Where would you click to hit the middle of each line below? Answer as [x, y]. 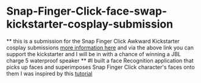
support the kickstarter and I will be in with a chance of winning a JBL [94, 54]
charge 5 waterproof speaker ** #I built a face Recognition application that [100, 60]
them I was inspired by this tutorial [49, 73]
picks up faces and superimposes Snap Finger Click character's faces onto [100, 67]
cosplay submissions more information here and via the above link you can [100, 48]
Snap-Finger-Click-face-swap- [87, 11]
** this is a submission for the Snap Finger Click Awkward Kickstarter [93, 41]
